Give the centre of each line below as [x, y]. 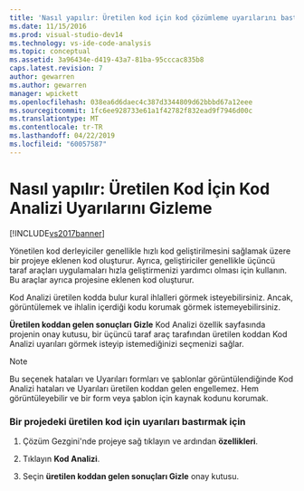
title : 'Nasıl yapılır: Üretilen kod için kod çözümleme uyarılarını [143, 18]
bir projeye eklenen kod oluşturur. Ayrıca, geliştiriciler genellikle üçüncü [142, 260]
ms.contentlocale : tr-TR [56, 128]
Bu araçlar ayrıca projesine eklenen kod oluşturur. [102, 279]
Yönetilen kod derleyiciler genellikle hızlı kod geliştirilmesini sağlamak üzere [150, 251]
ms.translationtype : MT [54, 119]
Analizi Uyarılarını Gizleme [111, 208]
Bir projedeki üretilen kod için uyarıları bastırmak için [128, 421]
